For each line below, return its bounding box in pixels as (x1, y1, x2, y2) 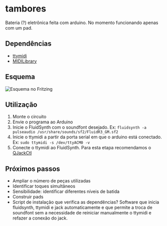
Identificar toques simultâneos (12, 183, 76, 189)
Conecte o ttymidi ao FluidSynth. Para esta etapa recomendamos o (12, 145, 151, 151)
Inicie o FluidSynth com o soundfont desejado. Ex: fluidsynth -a (12, 124, 147, 130)
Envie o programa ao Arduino (12, 119, 73, 125)
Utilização (5, 100, 38, 109)
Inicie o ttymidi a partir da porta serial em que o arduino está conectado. (12, 134, 162, 140)
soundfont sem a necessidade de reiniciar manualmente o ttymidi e (12, 210, 151, 216)
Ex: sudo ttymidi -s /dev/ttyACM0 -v (12, 139, 90, 145)
